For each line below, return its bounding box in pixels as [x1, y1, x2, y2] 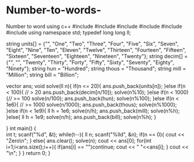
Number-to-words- [6, 3, 102, 17]
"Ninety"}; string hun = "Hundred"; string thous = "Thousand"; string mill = [6, 65, 186, 72]
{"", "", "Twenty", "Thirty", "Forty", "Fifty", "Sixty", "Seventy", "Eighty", [6, 59, 174, 66]
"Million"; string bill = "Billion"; [6, 71, 79, 78]
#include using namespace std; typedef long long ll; [6, 29, 131, 36]
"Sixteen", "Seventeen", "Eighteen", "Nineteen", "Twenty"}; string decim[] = [6, 52, 188, 59]
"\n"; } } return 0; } [6, 149, 51, 156]
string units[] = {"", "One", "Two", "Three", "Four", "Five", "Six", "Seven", [6, 40, 179, 47]
